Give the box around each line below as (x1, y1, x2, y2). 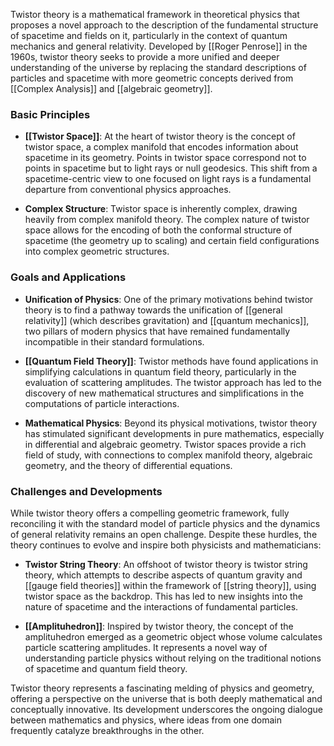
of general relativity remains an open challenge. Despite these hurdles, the (10, 528, 318, 540)
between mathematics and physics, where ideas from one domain (10, 714, 282, 726)
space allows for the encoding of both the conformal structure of (24, 224, 293, 236)
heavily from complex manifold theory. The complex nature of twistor (24, 214, 310, 226)
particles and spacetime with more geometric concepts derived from (10, 72, 294, 84)
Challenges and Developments (10, 484, 163, 498)
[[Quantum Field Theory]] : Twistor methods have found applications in (24, 355, 319, 367)
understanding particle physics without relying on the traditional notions (24, 652, 322, 664)
